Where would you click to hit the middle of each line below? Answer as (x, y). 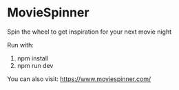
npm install (33, 58)
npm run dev (35, 65)
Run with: (21, 45)
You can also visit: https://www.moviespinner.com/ (79, 79)
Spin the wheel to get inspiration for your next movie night (89, 32)
